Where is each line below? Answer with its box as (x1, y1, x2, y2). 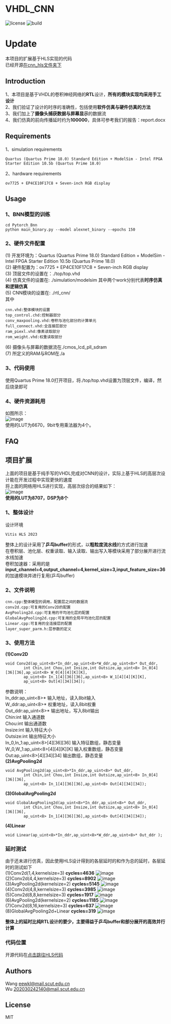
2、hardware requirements (5, 170, 62, 176)
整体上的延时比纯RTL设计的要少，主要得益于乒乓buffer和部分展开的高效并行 (5, 919, 165, 925)
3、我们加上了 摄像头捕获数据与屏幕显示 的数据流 (5, 110, 106, 117)
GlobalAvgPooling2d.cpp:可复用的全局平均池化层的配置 (5, 616, 111, 621)
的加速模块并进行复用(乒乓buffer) (5, 572, 75, 578)
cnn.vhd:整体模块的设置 (5, 307, 50, 312)
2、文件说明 (5, 586, 35, 594)
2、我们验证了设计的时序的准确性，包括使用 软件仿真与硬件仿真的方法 (5, 104, 151, 110)
